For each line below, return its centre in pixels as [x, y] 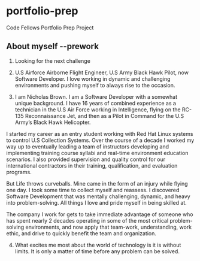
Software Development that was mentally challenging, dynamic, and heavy [98, 196]
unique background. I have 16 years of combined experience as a [96, 103]
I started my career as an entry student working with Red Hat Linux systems [100, 133]
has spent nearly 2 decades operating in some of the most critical [87, 220]
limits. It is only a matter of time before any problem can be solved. [97, 251]
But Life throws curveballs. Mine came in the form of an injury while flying [97, 183]
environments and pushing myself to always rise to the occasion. [95, 85]
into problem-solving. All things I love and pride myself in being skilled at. [96, 202]
